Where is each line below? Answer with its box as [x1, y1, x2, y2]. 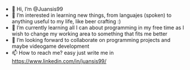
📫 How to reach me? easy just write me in [11, 50, 114, 56]
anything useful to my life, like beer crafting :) [11, 18, 121, 24]
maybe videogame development [11, 43, 89, 50]
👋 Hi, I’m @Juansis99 [11, 6, 63, 12]
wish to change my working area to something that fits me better [11, 30, 168, 37]
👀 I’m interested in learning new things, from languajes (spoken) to [11, 12, 172, 19]
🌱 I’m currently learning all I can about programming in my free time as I [11, 24, 184, 31]
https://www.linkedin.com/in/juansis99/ [11, 58, 107, 64]
